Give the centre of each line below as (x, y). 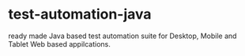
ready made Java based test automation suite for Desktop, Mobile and (122, 36)
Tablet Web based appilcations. (59, 44)
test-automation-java (80, 14)
